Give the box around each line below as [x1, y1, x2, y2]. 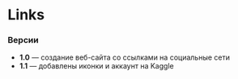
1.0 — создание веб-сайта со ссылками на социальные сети [19, 52, 230, 62]
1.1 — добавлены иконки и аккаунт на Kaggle [19, 61, 175, 71]
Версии [7, 35, 39, 46]
